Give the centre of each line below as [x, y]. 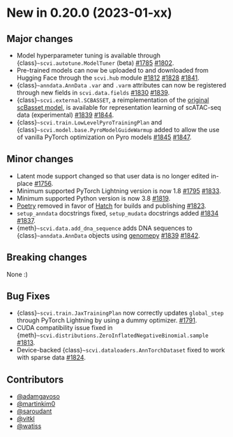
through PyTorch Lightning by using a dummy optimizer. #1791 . [107, 320]
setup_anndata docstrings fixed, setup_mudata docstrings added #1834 [118, 213]
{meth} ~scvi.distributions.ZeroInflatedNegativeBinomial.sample [112, 335]
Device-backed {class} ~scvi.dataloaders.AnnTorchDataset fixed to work [121, 350]
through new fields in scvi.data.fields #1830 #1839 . [93, 93]
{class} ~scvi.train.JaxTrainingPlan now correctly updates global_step [120, 313]
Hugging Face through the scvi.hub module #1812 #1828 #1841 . [108, 78]
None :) [17, 274]
